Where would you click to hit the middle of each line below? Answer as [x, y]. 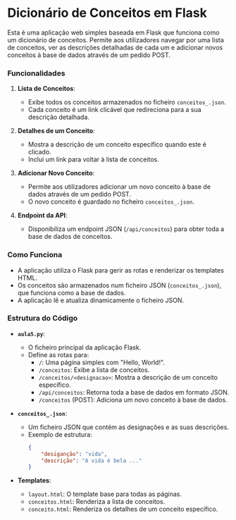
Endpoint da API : [42, 216]
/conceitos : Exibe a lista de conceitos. [94, 370]
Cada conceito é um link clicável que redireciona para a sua [115, 110]
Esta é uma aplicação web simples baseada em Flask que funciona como [113, 32]
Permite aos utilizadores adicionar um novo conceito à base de [119, 187]
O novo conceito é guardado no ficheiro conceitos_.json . [111, 202]
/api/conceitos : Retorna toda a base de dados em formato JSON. [134, 392]
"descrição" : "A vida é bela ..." [92, 460]
